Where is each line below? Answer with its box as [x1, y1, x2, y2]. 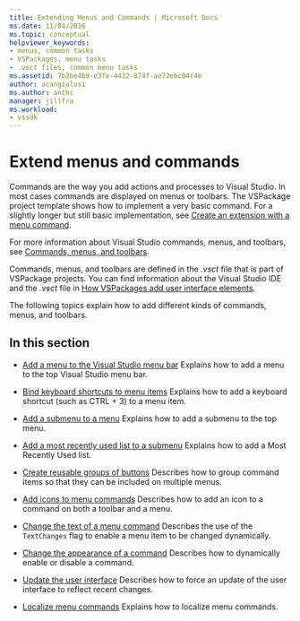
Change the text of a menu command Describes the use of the [21, 521, 253, 531]
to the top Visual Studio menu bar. [21, 368, 148, 379]
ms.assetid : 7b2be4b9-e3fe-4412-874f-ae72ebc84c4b [9, 72, 202, 81]
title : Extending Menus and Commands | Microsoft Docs [9, 13, 219, 22]
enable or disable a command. [21, 556, 134, 567]
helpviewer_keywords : [9, 38, 90, 47]
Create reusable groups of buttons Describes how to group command [21, 467, 279, 478]
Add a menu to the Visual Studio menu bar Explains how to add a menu [21, 359, 285, 370]
